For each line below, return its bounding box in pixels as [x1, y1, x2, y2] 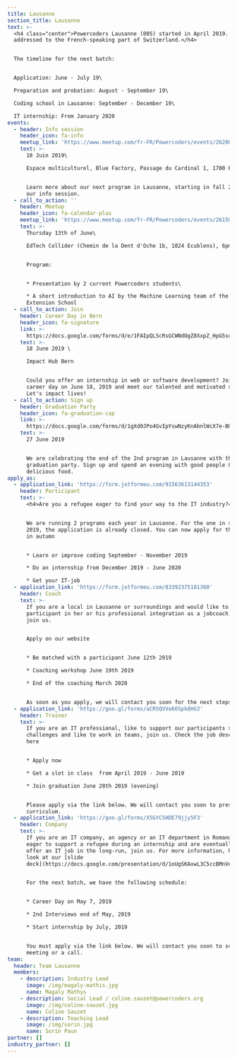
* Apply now [25, 757, 61, 764]
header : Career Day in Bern [20, 313, 102, 320]
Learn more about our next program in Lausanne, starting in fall [25, 183, 226, 190]
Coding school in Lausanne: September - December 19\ [13, 99, 175, 107]
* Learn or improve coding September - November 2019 [25, 552, 188, 559]
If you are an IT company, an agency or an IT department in [25, 834, 210, 841]
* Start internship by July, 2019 [25, 924, 128, 931]
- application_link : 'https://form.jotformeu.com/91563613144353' [13, 481, 213, 488]
